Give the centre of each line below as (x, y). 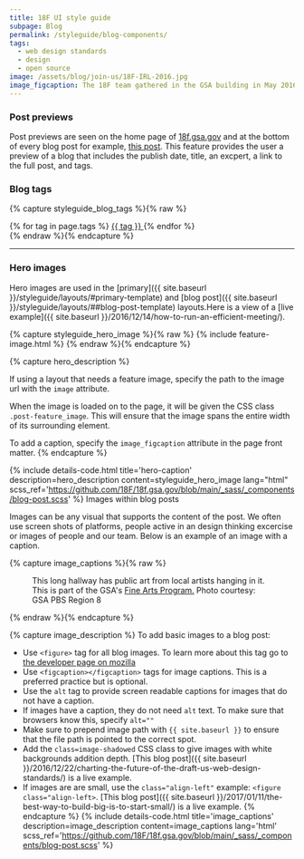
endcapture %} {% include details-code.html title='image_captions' (148, 816)
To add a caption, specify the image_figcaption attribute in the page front (146, 443)
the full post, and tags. (51, 165)
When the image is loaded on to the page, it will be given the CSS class (142, 406)
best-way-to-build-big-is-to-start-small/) (99, 806)
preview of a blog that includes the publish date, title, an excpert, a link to (146, 156)
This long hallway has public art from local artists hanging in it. (148, 580)
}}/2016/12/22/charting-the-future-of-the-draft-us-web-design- (142, 767)
